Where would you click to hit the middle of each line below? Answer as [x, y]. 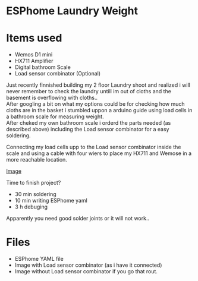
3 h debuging [31, 207]
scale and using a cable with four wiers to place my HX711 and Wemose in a [99, 153]
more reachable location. [37, 160]
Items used [34, 38]
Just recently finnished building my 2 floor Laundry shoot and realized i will [98, 85]
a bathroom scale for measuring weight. [55, 116]
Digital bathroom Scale [43, 67]
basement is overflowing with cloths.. [52, 98]
